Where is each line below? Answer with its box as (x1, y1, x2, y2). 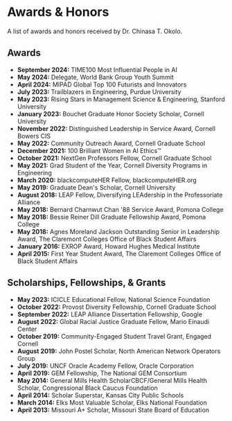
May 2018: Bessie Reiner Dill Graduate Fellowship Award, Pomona (17, 213, 206, 221)
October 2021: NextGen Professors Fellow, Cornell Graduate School (17, 154, 212, 162)
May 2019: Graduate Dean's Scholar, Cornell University (17, 183, 176, 191)
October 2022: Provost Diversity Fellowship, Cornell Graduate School (17, 303, 217, 311)
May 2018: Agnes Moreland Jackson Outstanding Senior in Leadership (17, 227, 220, 235)
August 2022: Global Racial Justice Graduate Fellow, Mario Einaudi (17, 317, 210, 325)
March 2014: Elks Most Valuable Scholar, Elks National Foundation (17, 398, 208, 406)
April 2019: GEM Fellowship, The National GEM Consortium (17, 368, 187, 377)
